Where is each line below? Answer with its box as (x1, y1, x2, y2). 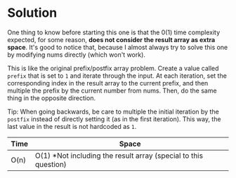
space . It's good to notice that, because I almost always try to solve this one (7, 43, 228, 51)
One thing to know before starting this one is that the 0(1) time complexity (7, 28, 221, 36)
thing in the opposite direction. (7, 93, 96, 102)
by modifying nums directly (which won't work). (7, 50, 146, 59)
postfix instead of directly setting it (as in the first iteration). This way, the (7, 114, 221, 123)
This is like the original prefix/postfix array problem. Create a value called (7, 64, 219, 72)
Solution (7, 5, 58, 21)
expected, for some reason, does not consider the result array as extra (7, 35, 216, 43)
